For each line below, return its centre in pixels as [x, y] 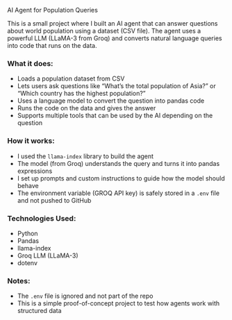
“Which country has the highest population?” [81, 94]
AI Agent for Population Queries [53, 10]
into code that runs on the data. [52, 45]
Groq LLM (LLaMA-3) [48, 255]
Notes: [19, 280]
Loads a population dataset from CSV [71, 78]
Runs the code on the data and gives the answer [86, 108]
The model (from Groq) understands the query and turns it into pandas [118, 163]
